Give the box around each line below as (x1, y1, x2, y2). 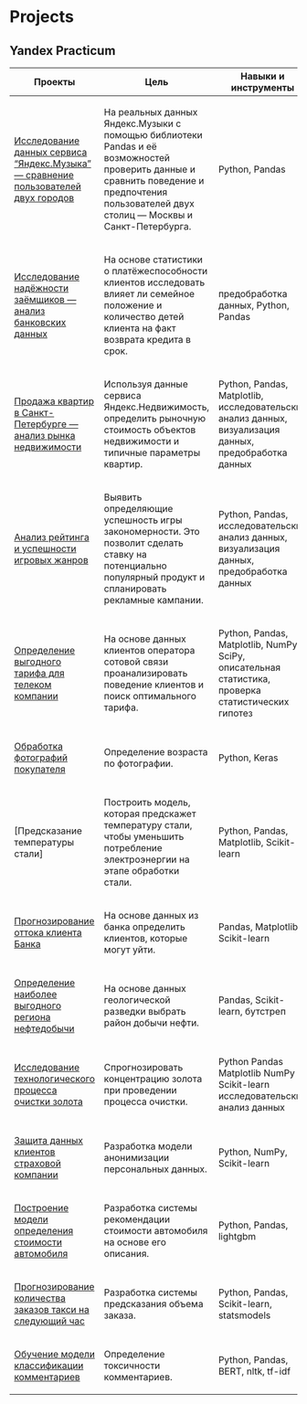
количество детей (103, 311, 185, 323)
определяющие (103, 503, 174, 515)
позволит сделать (103, 537, 185, 549)
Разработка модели (103, 1140, 193, 1153)
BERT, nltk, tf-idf (217, 1365, 291, 1377)
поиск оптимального (103, 690, 196, 702)
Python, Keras (217, 751, 279, 764)
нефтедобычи (14, 1022, 75, 1035)
